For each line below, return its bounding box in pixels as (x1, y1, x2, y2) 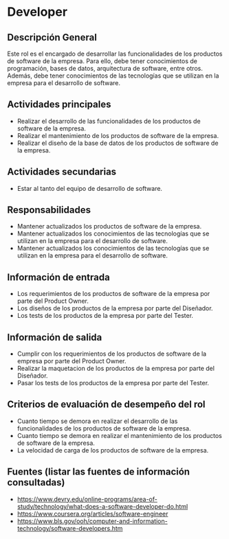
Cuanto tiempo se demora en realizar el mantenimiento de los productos (17, 431, 222, 439)
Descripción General (7, 32, 98, 43)
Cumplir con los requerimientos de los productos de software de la (17, 349, 207, 358)
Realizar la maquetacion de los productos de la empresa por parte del (17, 365, 215, 373)
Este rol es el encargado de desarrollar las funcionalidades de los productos (7, 49, 223, 58)
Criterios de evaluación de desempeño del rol (7, 399, 206, 411)
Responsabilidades (7, 204, 91, 216)
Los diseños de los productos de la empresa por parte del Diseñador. (17, 304, 213, 312)
